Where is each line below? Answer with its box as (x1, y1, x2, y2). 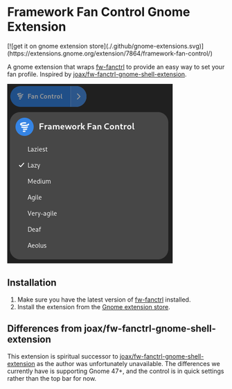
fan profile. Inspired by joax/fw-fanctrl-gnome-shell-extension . (7, 70, 187, 78)
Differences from (7, 323, 82, 335)
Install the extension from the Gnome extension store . (17, 302, 171, 311)
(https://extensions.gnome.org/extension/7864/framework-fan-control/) (7, 49, 213, 58)
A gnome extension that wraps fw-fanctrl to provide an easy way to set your (7, 62, 225, 71)
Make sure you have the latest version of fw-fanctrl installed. (17, 295, 191, 304)
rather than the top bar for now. (7, 374, 97, 382)
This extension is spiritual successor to (7, 352, 119, 361)
